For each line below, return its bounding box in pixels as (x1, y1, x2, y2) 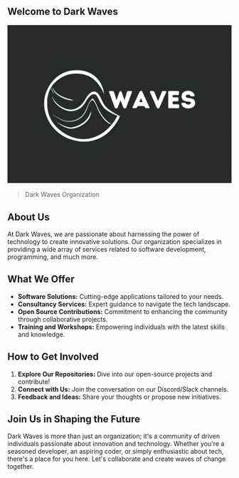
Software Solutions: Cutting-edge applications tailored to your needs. (17, 292, 224, 300)
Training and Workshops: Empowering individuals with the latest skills (17, 322, 225, 331)
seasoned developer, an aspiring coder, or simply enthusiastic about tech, (7, 447, 224, 456)
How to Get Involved (7, 351, 99, 363)
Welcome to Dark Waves (7, 6, 119, 18)
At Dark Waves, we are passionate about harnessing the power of (7, 230, 200, 238)
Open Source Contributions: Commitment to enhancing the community (17, 307, 228, 316)
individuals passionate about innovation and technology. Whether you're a (7, 439, 225, 448)
